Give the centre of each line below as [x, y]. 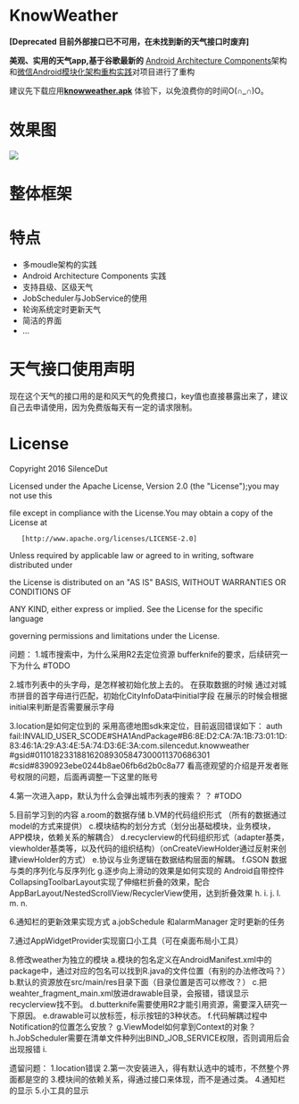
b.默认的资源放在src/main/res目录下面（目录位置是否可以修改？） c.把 [138, 981]
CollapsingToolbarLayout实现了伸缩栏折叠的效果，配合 [110, 881]
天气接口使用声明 [72, 370]
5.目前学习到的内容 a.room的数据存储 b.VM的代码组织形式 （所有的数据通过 [148, 814]
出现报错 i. [28, 1049]
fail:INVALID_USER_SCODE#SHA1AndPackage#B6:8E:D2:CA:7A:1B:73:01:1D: [148, 735]
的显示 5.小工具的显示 [49, 1090]
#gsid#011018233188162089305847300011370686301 [110, 755]
